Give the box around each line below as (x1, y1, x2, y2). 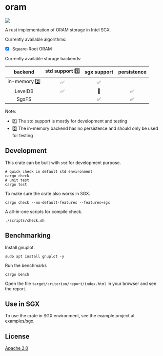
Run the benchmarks (5, 262, 47, 268)
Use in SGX (5, 300, 40, 309)
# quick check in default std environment (5, 169, 93, 174)
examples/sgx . (5, 318, 35, 324)
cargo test (5, 182, 27, 187)
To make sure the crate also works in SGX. (5, 190, 90, 196)
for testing (12, 133, 33, 138)
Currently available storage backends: (5, 56, 81, 61)
